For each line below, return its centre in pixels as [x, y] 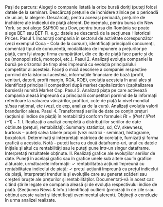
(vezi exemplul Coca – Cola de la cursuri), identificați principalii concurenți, [80, 43]
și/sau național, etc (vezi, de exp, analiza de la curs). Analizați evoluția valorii [82, 106]
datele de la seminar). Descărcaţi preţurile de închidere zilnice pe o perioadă [82, 12]
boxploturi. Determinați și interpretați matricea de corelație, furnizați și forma [82, 138]
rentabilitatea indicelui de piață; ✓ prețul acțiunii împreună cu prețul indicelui [81, 169]
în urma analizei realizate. [31, 200]
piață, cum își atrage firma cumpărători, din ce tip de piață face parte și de [79, 54]
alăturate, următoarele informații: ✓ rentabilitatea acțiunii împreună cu [75, 164]
